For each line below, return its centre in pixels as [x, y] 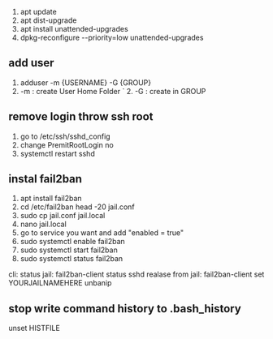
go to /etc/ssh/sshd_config [65, 136]
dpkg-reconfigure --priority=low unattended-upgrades [112, 37]
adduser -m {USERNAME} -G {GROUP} [86, 82]
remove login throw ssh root [81, 117]
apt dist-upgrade [48, 20]
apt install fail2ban [51, 199]
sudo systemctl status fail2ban [71, 259]
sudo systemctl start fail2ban [69, 250]
